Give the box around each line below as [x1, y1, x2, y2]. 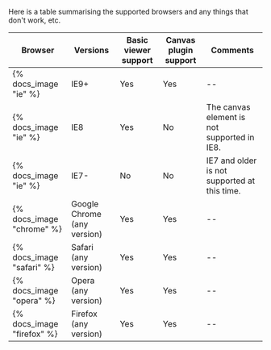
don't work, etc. [8, 15, 61, 25]
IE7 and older [206, 155, 257, 166]
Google [71, 198, 99, 209]
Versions [73, 44, 110, 56]
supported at [206, 175, 256, 186]
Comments [211, 44, 254, 56]
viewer [123, 44, 151, 56]
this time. [206, 185, 241, 196]
